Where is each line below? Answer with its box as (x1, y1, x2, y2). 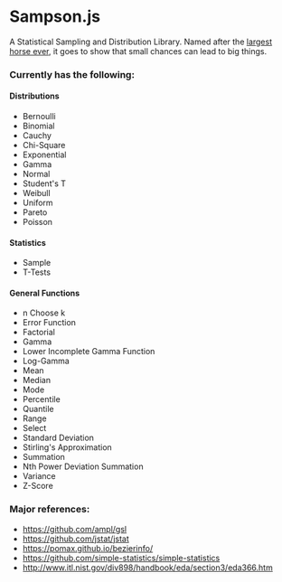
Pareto (22, 207, 48, 218)
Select (22, 423, 47, 434)
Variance (22, 471, 56, 482)
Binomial (22, 120, 55, 132)
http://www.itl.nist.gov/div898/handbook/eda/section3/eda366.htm (22, 562, 273, 573)
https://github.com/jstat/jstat (22, 533, 129, 544)
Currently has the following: (9, 68, 136, 80)
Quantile (22, 404, 54, 415)
